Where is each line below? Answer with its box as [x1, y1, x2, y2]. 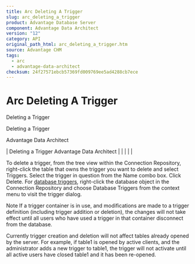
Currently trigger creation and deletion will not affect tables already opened [6, 232, 190, 239]
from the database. [6, 221, 52, 228]
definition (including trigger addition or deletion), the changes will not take [6, 209, 186, 216]
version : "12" [6, 31, 41, 37]
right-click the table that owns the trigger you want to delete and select [6, 166, 179, 173]
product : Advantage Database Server [6, 19, 96, 25]
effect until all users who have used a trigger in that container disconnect [6, 214, 184, 222]
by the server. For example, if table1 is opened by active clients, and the [6, 239, 180, 246]
